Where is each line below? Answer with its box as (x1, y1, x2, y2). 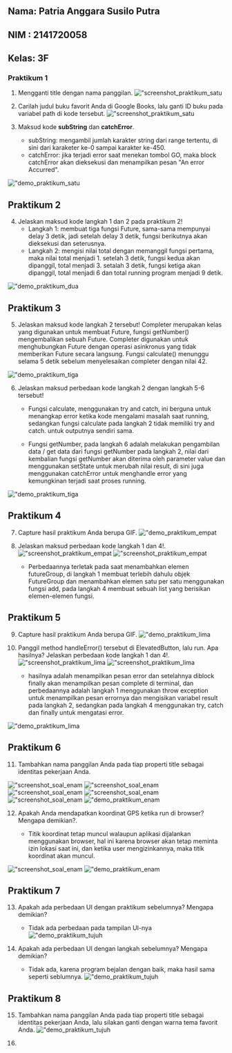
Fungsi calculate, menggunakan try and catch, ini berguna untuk (28, 405, 211, 413)
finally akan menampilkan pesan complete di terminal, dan (28, 679, 194, 687)
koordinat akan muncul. (28, 851, 95, 860)
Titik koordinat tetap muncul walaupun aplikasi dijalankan (28, 829, 191, 838)
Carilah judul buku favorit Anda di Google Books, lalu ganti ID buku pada (17, 102, 224, 110)
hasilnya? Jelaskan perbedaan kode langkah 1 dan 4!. (17, 650, 170, 659)
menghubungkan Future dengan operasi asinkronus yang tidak (17, 342, 197, 351)
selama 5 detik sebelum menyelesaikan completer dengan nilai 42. (17, 357, 208, 365)
